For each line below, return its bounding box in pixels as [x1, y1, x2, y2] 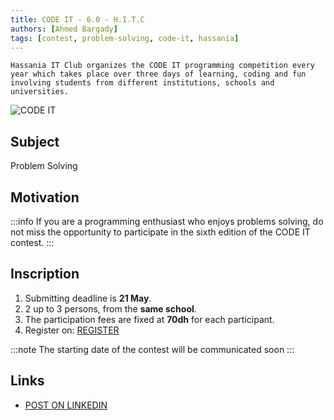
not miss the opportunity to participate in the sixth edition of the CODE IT [10, 226, 311, 238]
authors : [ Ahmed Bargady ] [10, 24, 118, 34]
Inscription [10, 266, 80, 283]
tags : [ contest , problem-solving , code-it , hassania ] [10, 33, 240, 43]
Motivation [10, 189, 80, 206]
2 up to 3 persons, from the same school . [24, 302, 197, 315]
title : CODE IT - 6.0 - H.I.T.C [10, 14, 145, 25]
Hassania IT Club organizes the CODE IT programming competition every [10, 61, 315, 71]
